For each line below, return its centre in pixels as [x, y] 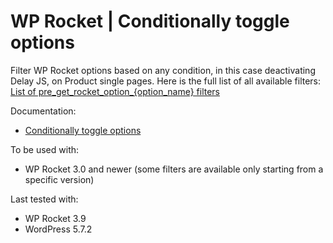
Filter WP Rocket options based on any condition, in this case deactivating [163, 70]
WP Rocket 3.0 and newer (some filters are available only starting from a [174, 169]
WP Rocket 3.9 [55, 218]
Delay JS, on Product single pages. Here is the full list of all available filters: [166, 81]
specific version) [59, 179]
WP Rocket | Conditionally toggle [150, 21]
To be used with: [45, 149]
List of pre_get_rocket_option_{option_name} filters [115, 91]
